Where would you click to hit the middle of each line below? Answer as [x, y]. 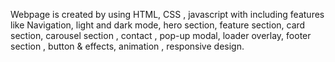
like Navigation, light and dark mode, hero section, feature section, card [158, 25]
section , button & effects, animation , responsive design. [127, 46]
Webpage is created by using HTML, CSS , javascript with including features [167, 14]
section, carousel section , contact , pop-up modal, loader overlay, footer [161, 35]
